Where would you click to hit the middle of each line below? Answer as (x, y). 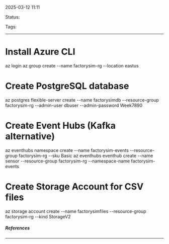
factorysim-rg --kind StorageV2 (38, 216)
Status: (13, 17)
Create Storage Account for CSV (74, 187)
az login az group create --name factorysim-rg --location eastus (72, 65)
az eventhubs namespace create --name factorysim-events (67, 150)
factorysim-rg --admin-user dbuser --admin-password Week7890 (74, 105)
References (18, 228)
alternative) (30, 137)
